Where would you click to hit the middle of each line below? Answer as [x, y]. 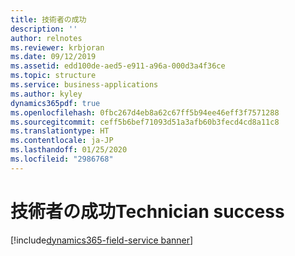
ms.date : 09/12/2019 [53, 57]
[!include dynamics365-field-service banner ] [102, 240]
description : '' [44, 29]
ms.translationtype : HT [60, 131]
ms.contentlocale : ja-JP [62, 141]
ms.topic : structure [53, 76]
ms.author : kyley [46, 94]
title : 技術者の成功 [48, 19]
